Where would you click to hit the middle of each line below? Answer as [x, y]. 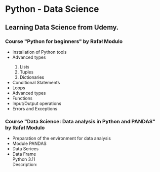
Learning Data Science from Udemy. [62, 27]
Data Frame [24, 154]
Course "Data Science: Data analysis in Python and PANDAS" [80, 121]
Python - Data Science [52, 9]
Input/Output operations [37, 103]
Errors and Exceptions [35, 108]
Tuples [26, 72]
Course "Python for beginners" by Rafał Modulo [64, 41]
